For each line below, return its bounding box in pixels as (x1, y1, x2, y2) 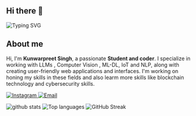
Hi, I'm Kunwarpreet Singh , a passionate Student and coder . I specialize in (6, 55, 191, 62)
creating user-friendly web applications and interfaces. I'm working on (6, 67, 179, 74)
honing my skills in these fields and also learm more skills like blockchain (6, 74, 184, 81)
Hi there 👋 (6, 6, 43, 16)
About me (6, 39, 43, 49)
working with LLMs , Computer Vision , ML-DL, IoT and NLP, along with (6, 61, 179, 68)
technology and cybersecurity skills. (6, 80, 95, 87)
